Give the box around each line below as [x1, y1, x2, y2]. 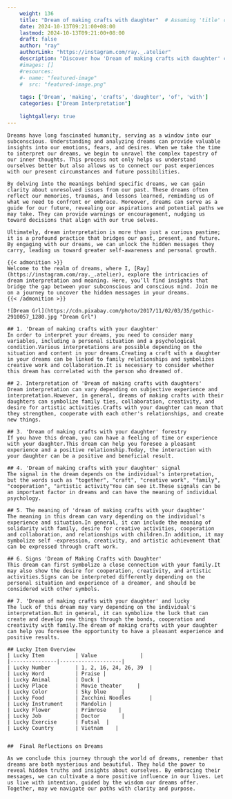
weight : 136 [19, 10, 54, 17]
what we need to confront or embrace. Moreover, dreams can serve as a [7, 198, 217, 205]
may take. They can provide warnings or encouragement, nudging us [7, 210, 206, 218]
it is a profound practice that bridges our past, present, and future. [7, 234, 221, 242]
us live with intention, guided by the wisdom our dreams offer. [7, 779, 199, 786]
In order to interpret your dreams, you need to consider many [7, 331, 193, 339]
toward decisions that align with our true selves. [7, 216, 159, 223]
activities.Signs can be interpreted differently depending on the [7, 573, 206, 581]
